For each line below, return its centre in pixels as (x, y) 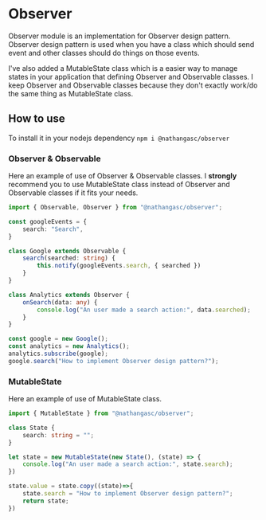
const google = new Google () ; (59, 339)
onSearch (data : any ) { (60, 302)
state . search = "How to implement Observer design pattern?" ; (128, 494)
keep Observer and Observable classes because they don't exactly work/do (133, 85)
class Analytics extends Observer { (69, 295)
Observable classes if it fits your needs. (73, 193)
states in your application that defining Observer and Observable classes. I (131, 76)
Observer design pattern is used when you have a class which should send (131, 44)
